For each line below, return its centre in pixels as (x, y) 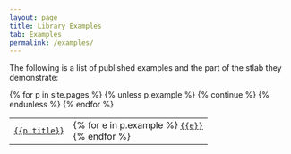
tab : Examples (36, 34)
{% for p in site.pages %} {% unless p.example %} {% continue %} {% (140, 95)
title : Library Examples (56, 26)
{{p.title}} (39, 131)
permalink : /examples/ (51, 43)
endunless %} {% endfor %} (62, 105)
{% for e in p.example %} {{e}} (138, 125)
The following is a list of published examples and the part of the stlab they (145, 68)
